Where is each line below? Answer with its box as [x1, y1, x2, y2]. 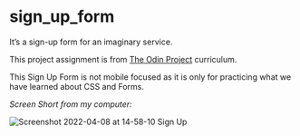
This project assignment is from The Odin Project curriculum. [9, 53, 237, 64]
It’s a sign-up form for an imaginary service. [9, 36, 173, 47]
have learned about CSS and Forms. [9, 81, 145, 92]
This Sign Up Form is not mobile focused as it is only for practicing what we [9, 71, 292, 83]
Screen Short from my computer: [9, 98, 133, 110]
